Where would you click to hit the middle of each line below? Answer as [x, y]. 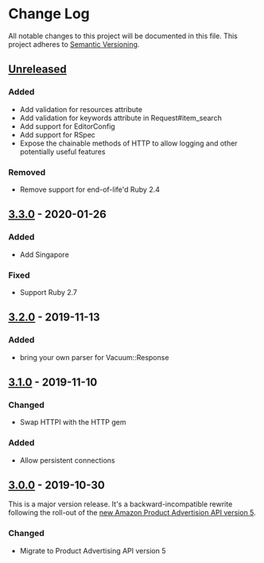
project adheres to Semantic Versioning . [74, 44]
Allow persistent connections [67, 460]
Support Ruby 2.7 [49, 292]
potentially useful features [62, 151]
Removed [27, 172]
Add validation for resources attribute [81, 109]
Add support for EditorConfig [67, 126]
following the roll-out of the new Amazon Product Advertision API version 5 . [132, 513]
